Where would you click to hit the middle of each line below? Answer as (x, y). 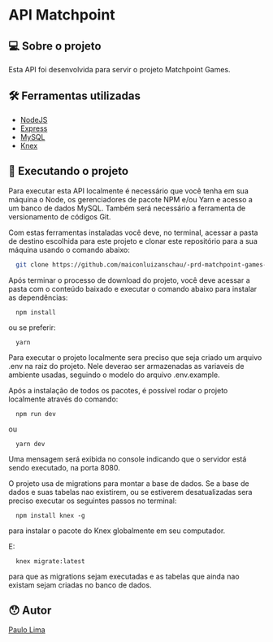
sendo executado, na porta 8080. (64, 467)
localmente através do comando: (63, 399)
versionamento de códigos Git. (60, 216)
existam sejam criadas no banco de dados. (80, 585)
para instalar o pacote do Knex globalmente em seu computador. (117, 531)
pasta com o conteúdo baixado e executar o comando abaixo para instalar (133, 288)
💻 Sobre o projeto (55, 46)
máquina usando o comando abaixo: (69, 249)
